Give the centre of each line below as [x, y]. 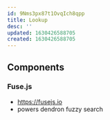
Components [36, 67]
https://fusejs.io [39, 101]
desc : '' [20, 26]
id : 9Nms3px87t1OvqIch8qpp [46, 13]
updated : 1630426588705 [42, 33]
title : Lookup [28, 20]
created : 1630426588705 [42, 39]
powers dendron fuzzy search [60, 109]
